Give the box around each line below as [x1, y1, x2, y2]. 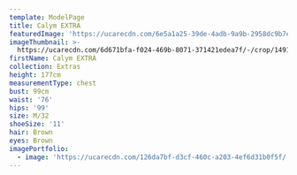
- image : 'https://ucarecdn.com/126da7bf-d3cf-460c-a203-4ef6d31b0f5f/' [17, 152, 291, 162]
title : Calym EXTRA [9, 21, 81, 30]
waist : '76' [9, 95, 53, 104]
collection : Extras [9, 63, 81, 72]
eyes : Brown [9, 136, 53, 145]
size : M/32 [9, 111, 49, 120]
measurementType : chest [9, 79, 97, 87]
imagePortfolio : [9, 144, 69, 153]
